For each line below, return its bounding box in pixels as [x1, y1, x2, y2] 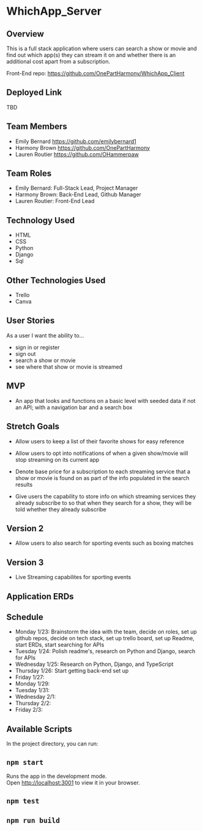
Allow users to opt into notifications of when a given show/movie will [15, 449, 188, 457]
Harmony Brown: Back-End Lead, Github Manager [15, 191, 142, 198]
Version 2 [6, 523, 44, 533]
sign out [15, 350, 36, 357]
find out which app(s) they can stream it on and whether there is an [6, 51, 176, 59]
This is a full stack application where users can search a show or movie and [6, 45, 197, 52]
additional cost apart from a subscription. [6, 58, 111, 65]
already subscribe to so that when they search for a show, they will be [15, 499, 192, 506]
